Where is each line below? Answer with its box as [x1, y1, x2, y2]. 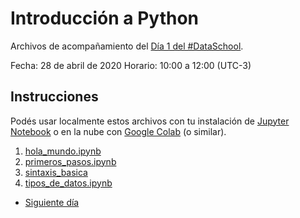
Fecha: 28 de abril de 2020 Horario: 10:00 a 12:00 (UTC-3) [10, 59, 252, 71]
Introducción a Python [10, 7, 200, 30]
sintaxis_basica [24, 166, 88, 178]
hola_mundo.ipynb [24, 145, 102, 157]
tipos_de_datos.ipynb [24, 177, 113, 189]
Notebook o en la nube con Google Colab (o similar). [10, 125, 227, 137]
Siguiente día [24, 196, 80, 208]
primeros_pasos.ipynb [24, 155, 117, 167]
